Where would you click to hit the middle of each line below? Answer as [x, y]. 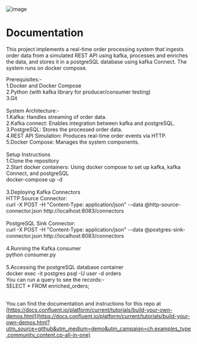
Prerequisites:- [24, 79]
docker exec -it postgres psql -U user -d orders [64, 273]
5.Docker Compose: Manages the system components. [73, 142]
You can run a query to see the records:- [55, 279]
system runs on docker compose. [47, 68]
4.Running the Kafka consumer [44, 248]
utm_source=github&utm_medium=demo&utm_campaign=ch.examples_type [98, 328]
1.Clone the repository [33, 161]
